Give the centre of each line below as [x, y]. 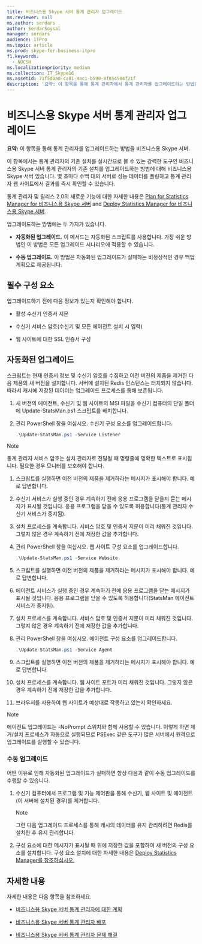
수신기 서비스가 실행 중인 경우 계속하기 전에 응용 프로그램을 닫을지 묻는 [98, 499]
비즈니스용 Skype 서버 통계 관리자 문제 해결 [66, 935]
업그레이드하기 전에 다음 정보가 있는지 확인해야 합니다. [70, 301]
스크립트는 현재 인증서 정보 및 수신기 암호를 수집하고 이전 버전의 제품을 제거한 [97, 375]
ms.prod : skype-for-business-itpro [51, 51]
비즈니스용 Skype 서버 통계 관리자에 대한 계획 [69, 909]
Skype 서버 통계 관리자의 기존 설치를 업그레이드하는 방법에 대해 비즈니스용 [105, 168]
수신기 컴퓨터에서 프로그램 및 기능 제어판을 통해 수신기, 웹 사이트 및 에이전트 [104, 793]
